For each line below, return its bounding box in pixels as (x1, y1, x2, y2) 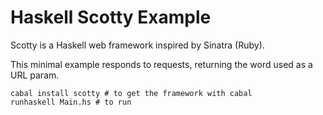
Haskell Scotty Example (10, 6, 212, 29)
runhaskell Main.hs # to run (10, 97, 132, 107)
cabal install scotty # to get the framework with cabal (10, 88, 253, 98)
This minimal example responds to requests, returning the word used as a (10, 58, 313, 70)
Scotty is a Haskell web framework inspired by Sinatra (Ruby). (10, 39, 265, 51)
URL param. (10, 69, 60, 81)
